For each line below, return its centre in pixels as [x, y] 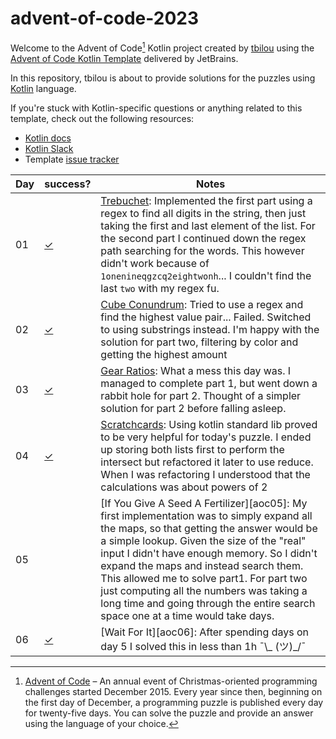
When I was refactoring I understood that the [205, 474]
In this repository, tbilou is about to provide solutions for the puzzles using [163, 78]
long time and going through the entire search [208, 603]
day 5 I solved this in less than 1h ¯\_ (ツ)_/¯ [203, 646]
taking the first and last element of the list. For [208, 225]
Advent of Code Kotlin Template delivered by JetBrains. [124, 58]
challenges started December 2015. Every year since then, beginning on [173, 691]
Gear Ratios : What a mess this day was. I [196, 370]
